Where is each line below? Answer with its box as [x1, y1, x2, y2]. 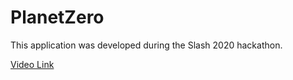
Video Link [10, 58, 55, 70]
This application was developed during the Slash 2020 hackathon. [10, 39, 283, 51]
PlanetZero [10, 6, 105, 29]
